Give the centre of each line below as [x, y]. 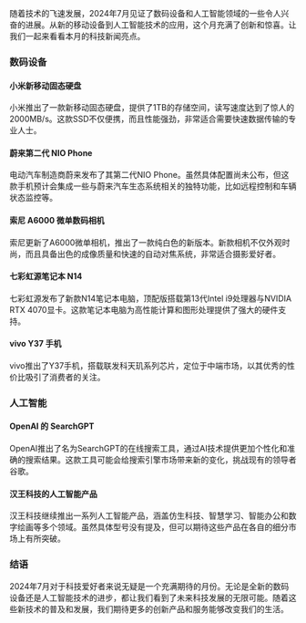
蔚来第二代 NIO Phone [51, 152]
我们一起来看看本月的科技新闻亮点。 [77, 36]
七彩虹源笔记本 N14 [46, 276]
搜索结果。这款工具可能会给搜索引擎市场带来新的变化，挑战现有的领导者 [161, 460]
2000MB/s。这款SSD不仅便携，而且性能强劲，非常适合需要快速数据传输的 [149, 119]
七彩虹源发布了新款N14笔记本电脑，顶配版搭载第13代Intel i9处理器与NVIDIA [151, 298]
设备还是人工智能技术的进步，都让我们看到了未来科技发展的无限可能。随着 [149, 597]
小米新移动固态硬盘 [46, 86]
